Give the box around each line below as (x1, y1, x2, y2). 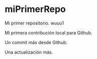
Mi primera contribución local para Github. (5, 29, 92, 35)
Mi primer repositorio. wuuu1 (5, 20, 64, 26)
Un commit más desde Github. (5, 39, 68, 45)
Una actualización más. (5, 49, 53, 55)
